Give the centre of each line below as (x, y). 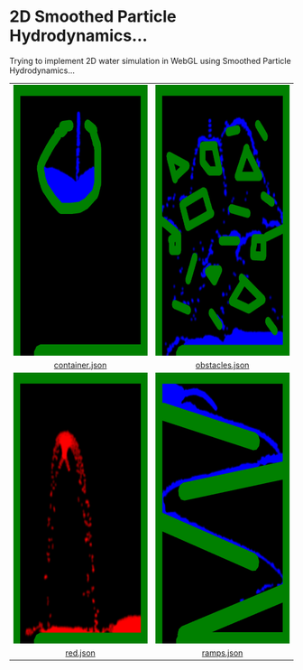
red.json (81, 653)
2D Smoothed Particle (93, 17)
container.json (80, 365)
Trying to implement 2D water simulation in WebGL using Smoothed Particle (150, 60)
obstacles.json (222, 365)
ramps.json (222, 653)
